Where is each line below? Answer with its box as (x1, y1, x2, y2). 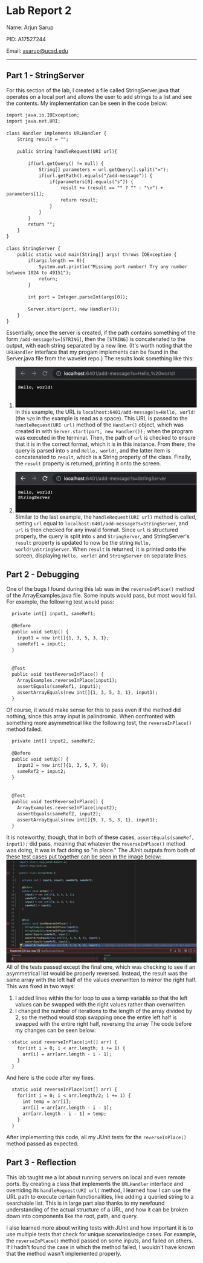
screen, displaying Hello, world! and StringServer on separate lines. (14, 551, 188, 559)
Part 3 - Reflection (6, 1157, 77, 1168)
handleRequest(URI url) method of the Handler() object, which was (14, 421, 184, 428)
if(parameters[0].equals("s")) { (49, 178, 134, 185)
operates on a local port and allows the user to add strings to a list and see (6, 93, 192, 100)
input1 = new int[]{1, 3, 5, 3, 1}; (17, 635, 110, 641)
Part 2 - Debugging (6, 569, 80, 579)
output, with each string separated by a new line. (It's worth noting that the (6, 342, 193, 349)
